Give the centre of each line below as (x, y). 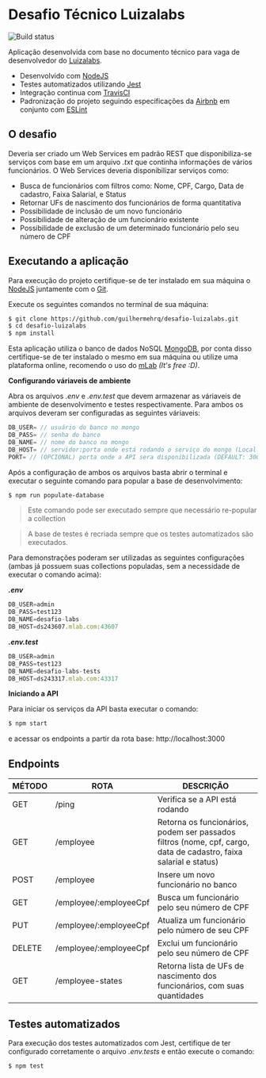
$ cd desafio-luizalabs (47, 326)
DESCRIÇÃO (205, 786)
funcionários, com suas (201, 986)
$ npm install (32, 334)
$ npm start (28, 723)
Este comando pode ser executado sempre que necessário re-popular (142, 510)
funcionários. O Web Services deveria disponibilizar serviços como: (119, 170)
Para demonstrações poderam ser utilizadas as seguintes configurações (127, 558)
